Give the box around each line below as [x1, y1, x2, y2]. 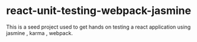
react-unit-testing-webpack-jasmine [6, 4, 191, 17]
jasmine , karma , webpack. [6, 29, 73, 36]
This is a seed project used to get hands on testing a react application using [6, 23, 191, 30]
